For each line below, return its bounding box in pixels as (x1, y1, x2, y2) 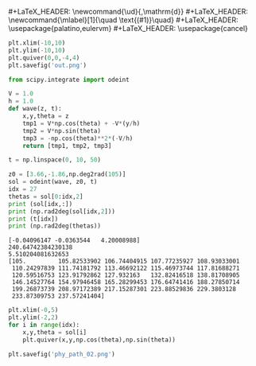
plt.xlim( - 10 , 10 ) (8, 39, 66, 47)
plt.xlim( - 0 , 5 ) (8, 306, 59, 314)
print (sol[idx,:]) (8, 200, 73, 208)
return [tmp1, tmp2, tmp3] (22, 142, 112, 150)
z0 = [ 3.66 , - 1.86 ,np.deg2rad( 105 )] (8, 170, 126, 178)
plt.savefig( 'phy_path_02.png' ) (8, 350, 115, 358)
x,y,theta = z (22, 112, 69, 120)
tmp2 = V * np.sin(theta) (22, 127, 102, 134)
